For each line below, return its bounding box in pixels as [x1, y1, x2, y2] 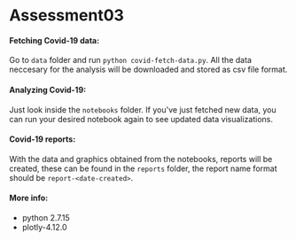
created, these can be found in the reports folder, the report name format [9, 163, 277, 174]
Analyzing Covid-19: [9, 84, 87, 95]
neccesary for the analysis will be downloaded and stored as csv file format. [9, 64, 288, 75]
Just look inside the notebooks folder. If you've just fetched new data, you [9, 104, 277, 115]
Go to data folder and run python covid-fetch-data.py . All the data [9, 55, 253, 66]
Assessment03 [9, 5, 124, 26]
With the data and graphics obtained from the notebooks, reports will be [9, 153, 273, 164]
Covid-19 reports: [9, 134, 76, 144]
